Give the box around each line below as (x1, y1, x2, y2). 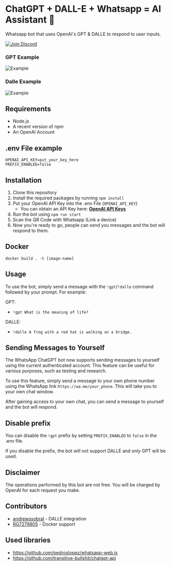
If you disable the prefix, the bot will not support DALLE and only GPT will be (5, 448, 166, 454)
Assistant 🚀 (5, 14, 55, 26)
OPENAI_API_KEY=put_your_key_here (5, 157, 79, 163)
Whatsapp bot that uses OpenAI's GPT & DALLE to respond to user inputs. (5, 31, 161, 37)
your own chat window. (5, 389, 55, 395)
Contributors (5, 502, 47, 511)
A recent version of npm (12, 123, 64, 130)
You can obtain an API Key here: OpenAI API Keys (20, 205, 126, 212)
